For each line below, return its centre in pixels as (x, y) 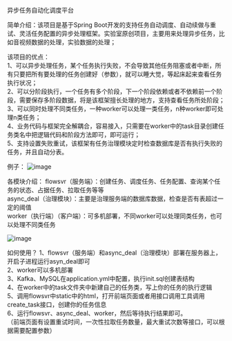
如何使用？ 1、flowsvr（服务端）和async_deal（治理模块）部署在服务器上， (115, 252)
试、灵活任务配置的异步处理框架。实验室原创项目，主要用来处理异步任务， (113, 34)
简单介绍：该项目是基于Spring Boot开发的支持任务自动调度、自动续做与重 (112, 25)
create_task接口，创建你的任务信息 (57, 304)
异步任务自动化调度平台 (40, 10)
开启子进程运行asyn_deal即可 (49, 261)
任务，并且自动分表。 (37, 152)
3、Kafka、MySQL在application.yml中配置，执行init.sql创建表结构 (101, 278)
